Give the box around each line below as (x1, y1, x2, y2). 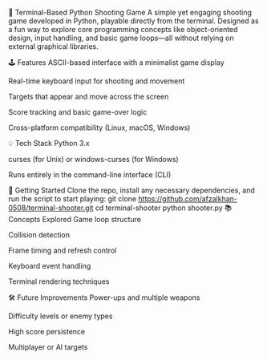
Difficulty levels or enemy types (8, 311, 113, 321)
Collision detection (8, 230, 71, 240)
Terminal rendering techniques (8, 277, 110, 286)
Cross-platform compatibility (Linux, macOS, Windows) (8, 123, 191, 132)
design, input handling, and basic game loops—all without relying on (8, 33, 234, 42)
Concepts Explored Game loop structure (8, 215, 142, 224)
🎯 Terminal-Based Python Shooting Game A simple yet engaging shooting (8, 8, 253, 17)
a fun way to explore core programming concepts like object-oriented (8, 25, 238, 34)
